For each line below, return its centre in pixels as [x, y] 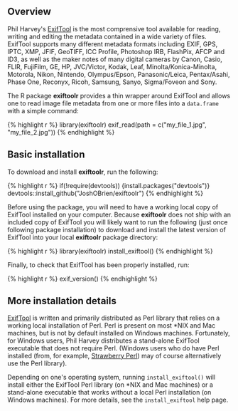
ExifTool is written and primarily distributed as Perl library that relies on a [114, 318]
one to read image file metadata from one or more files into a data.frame [113, 103]
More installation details [62, 301]
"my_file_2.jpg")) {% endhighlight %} [61, 132]
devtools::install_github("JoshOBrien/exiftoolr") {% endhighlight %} [106, 193]
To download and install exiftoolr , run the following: [83, 172]
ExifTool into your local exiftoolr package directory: [83, 237]
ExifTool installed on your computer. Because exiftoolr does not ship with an [119, 214]
